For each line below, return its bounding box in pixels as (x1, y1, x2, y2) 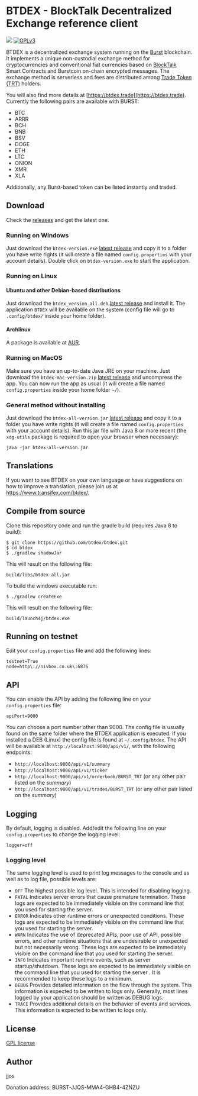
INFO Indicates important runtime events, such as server (14, 956, 151, 963)
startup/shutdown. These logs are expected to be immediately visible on (14, 963, 191, 970)
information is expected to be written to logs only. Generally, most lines (14, 988, 188, 995)
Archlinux (6, 325, 31, 333)
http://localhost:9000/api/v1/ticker (14, 768, 108, 773)
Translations (6, 460, 54, 471)
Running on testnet (6, 631, 78, 642)
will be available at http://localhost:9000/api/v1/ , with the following (6, 743, 176, 750)
